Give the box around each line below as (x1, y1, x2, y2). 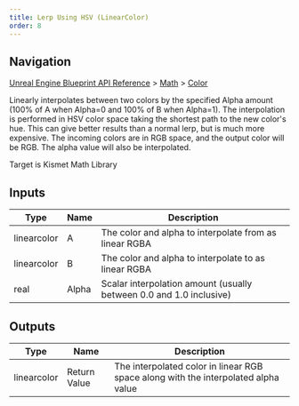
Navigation (9, 54, 71, 69)
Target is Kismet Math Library (9, 159, 117, 170)
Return (66, 365, 95, 378)
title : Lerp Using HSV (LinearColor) (9, 12, 149, 22)
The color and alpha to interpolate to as (101, 252, 265, 265)
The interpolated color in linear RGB (114, 360, 263, 372)
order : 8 (9, 21, 42, 30)
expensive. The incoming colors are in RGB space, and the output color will (9, 132, 285, 143)
